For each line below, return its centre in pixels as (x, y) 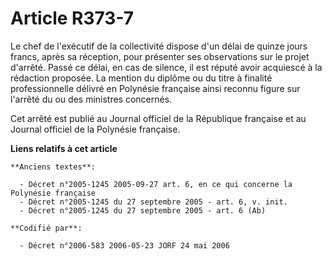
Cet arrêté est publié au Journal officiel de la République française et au (158, 118)
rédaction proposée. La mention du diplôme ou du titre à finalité (141, 78)
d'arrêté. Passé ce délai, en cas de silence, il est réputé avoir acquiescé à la (166, 67)
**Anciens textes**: (53, 167)
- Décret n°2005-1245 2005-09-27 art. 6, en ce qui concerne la (156, 184)
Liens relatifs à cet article (64, 148)
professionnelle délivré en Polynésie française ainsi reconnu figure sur (155, 88)
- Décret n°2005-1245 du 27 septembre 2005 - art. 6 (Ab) (143, 210)
